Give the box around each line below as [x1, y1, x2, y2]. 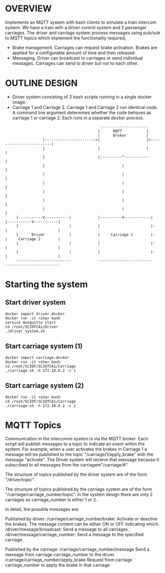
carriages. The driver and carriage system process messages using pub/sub [5, 30, 161, 36]
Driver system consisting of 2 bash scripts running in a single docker [12, 94, 152, 100]
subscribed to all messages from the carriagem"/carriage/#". [5, 462, 129, 468]
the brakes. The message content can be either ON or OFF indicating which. [5, 521, 160, 527]
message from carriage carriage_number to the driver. [5, 552, 116, 558]
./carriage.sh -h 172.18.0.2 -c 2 [5, 403, 76, 408]
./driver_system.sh [5, 328, 45, 333]
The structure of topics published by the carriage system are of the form [5, 486, 152, 492]
